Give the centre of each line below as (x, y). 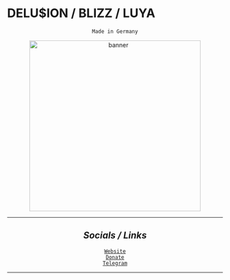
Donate (115, 257)
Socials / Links (115, 235)
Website (115, 251)
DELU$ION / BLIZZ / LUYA (81, 13)
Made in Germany (115, 31)
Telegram (115, 263)
